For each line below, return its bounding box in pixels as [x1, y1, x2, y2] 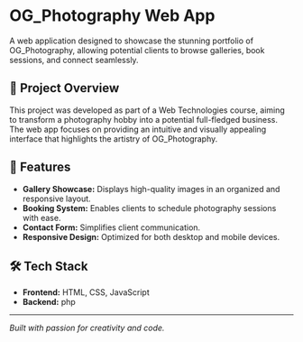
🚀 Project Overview [9, 80, 120, 96]
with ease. [22, 212, 61, 223]
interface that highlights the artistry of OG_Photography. [9, 133, 218, 144]
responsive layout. [22, 193, 92, 204]
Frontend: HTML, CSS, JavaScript [22, 287, 151, 298]
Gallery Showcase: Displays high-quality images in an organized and [22, 183, 280, 194]
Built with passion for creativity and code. [9, 322, 165, 334]
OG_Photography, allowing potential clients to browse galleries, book [9, 44, 265, 55]
